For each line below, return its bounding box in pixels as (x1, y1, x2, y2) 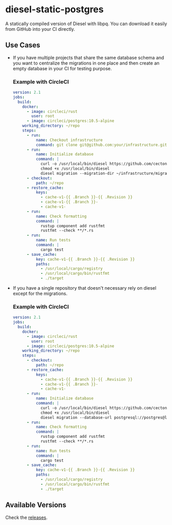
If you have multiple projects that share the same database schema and (12, 54, 164, 60)
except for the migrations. (12, 291, 68, 297)
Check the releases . (5, 514, 48, 520)
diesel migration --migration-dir (40, 171, 114, 176)
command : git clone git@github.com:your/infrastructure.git (35, 142, 167, 147)
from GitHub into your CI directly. (5, 26, 75, 32)
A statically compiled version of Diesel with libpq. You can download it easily (5, 21, 167, 27)
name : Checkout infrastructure (35, 137, 103, 143)
